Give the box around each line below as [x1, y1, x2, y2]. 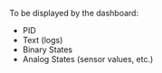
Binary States [22, 44, 73, 55]
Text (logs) [22, 35, 63, 45]
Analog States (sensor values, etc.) [22, 54, 154, 64]
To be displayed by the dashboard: [9, 8, 138, 18]
